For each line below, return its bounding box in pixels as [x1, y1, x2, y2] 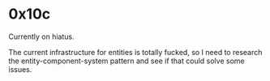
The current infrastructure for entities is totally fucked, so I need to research [8, 47, 263, 57]
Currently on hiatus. [8, 32, 75, 41]
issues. [8, 64, 32, 74]
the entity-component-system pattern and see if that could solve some [8, 56, 245, 66]
